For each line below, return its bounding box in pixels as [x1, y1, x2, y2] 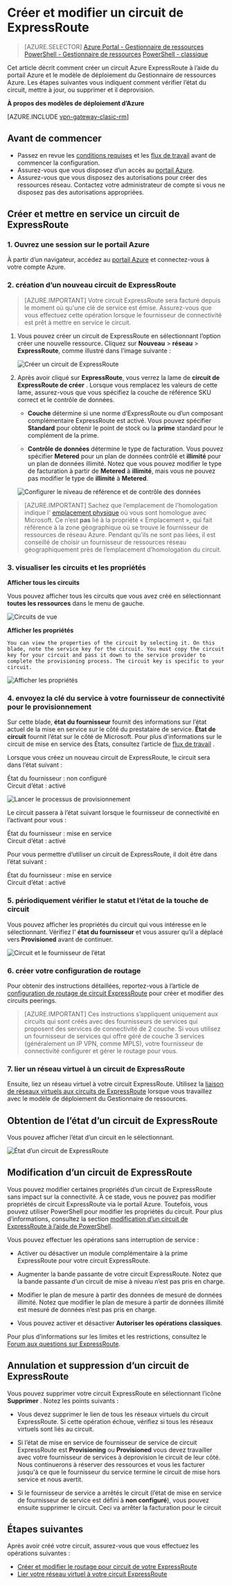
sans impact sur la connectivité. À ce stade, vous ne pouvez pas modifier [7, 1193, 216, 1201]
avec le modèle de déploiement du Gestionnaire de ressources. [7, 1095, 188, 1103]
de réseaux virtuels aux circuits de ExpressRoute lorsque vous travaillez [7, 1087, 213, 1095]
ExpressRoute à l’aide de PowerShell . [7, 1222, 113, 1230]
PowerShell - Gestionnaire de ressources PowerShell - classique [24, 50, 208, 58]
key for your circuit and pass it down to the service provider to [7, 652, 206, 659]
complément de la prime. [27, 431, 99, 439]
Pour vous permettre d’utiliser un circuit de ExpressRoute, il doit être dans [7, 850, 217, 858]
